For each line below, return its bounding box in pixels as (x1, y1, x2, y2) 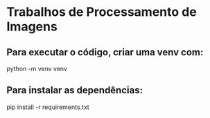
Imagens (6, 19, 58, 35)
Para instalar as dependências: (6, 84, 143, 97)
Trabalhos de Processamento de (6, 4, 197, 20)
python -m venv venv (6, 65, 67, 72)
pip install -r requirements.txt (6, 103, 89, 111)
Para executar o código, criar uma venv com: (6, 46, 204, 58)
